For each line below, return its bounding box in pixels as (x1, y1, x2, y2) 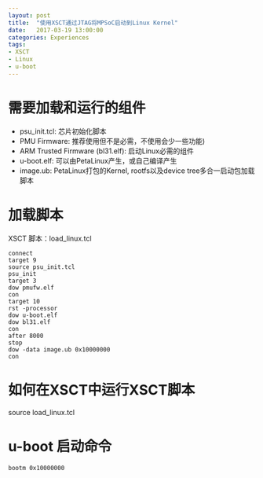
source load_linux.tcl (8, 407, 75, 417)
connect (8, 249, 34, 257)
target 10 (8, 297, 41, 305)
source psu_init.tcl (8, 263, 76, 271)
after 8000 (8, 332, 44, 340)
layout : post (8, 11, 51, 20)
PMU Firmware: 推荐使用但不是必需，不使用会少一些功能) (19, 136, 206, 145)
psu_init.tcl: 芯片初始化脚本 (19, 127, 107, 136)
